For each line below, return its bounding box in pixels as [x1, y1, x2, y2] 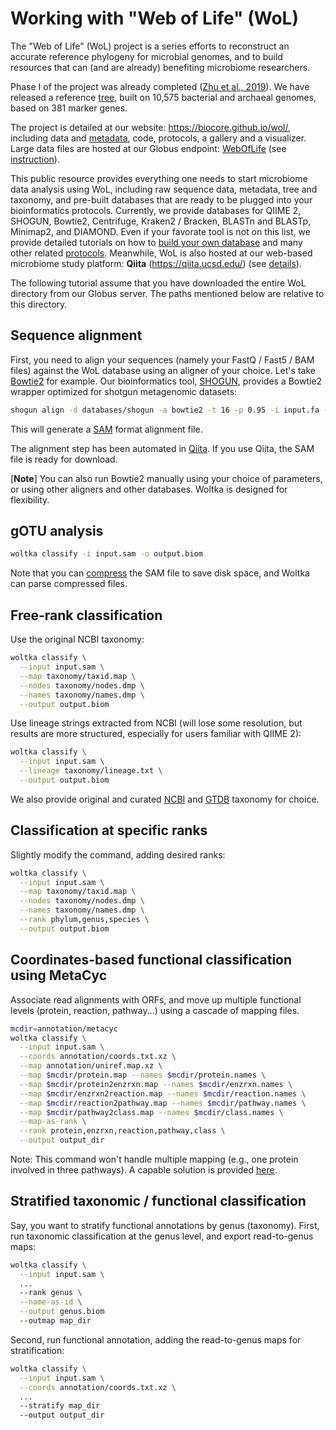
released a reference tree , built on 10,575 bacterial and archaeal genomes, [10, 91, 317, 103]
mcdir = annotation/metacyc [10, 1023, 118, 1034]
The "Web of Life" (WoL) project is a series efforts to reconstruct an [10, 40, 290, 52]
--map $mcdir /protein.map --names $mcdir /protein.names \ [19, 1070, 267, 1080]
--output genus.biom [19, 1307, 105, 1317]
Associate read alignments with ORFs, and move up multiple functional [10, 993, 302, 1006]
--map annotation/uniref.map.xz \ [19, 1061, 163, 1071]
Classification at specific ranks [10, 822, 208, 839]
